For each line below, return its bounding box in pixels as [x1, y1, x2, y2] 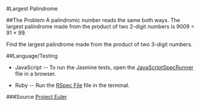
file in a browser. [14, 70, 56, 77]
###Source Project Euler [6, 93, 67, 100]
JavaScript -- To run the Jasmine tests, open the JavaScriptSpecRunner [14, 64, 194, 71]
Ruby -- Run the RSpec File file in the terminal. [14, 82, 130, 89]
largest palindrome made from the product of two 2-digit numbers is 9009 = [6, 23, 195, 30]
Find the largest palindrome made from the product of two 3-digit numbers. [6, 41, 193, 48]
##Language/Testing [6, 52, 58, 59]
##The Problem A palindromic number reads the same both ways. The [6, 17, 180, 23]
